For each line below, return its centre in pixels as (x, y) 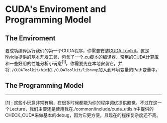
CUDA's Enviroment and (56, 9)
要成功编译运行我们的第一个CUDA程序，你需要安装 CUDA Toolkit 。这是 (77, 51)
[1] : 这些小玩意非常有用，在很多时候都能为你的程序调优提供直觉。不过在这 (81, 103)
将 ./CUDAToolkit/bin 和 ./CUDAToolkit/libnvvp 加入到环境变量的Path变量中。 (83, 69)
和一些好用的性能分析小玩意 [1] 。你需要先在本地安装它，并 (64, 63)
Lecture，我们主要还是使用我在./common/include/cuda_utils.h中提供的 (82, 109)
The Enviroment (30, 38)
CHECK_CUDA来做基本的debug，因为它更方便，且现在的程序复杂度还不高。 (83, 115)
